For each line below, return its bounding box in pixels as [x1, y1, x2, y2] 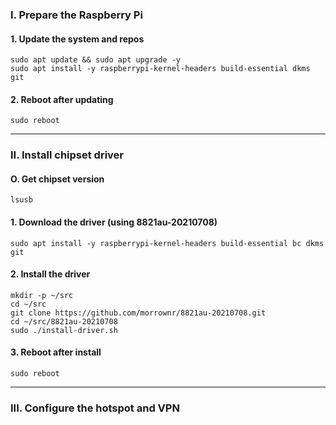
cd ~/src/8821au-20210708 [10, 316, 118, 327]
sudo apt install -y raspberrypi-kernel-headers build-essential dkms [10, 64, 311, 74]
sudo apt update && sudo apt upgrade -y [10, 55, 182, 65]
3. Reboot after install [10, 346, 102, 358]
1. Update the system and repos [10, 33, 145, 45]
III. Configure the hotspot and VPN [10, 401, 180, 415]
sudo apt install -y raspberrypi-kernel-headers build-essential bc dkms [10, 238, 325, 248]
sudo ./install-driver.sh [10, 325, 118, 335]
